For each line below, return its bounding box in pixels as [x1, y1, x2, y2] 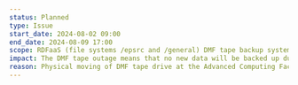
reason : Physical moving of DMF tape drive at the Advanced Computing [9, 63, 276, 72]
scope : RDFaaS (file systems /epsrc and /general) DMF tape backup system [9, 46, 292, 55]
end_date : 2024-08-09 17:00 [9, 37, 114, 47]
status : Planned [9, 12, 69, 22]
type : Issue [9, 21, 53, 30]
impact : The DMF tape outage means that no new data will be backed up [9, 54, 279, 63]
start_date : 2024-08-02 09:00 [9, 29, 122, 38]
